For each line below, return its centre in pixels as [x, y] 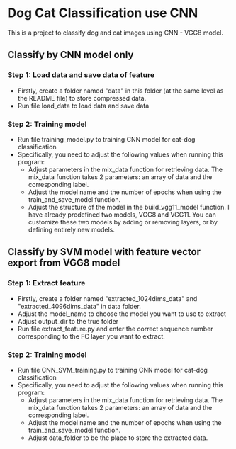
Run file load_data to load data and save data [83, 106]
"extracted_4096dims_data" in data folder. [79, 306]
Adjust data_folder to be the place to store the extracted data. [118, 438]
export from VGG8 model [64, 263]
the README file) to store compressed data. [82, 98]
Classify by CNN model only [71, 55]
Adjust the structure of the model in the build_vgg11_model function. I [129, 207]
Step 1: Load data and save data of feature [81, 75]
